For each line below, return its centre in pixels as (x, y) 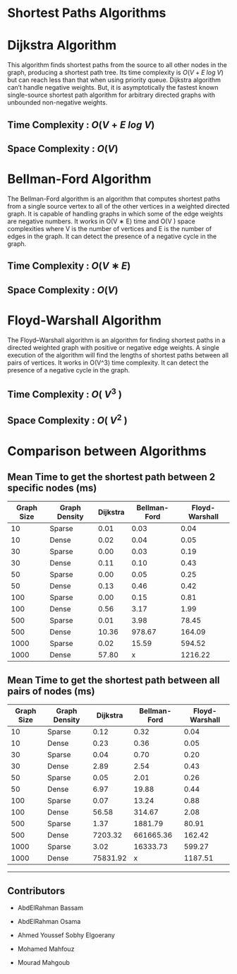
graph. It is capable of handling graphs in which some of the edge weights (115, 213)
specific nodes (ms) (52, 488)
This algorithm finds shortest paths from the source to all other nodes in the (117, 65)
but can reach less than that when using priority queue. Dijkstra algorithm (114, 80)
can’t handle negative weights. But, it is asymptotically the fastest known (113, 88)
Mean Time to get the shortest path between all (114, 680)
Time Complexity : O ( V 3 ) (65, 393)
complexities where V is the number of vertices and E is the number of (110, 228)
